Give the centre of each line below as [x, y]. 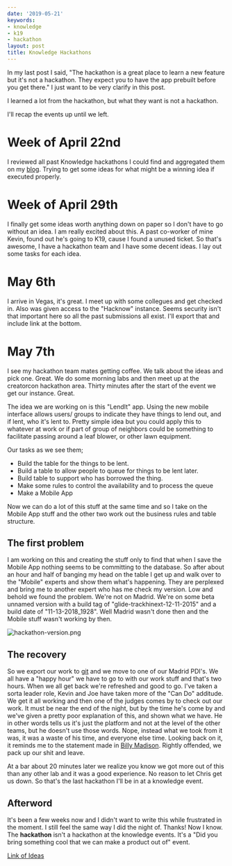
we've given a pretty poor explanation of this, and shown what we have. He [115, 716]
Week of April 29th [63, 205]
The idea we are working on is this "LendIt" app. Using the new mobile [108, 407]
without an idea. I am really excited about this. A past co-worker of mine [110, 231]
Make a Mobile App [45, 493]
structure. [21, 521]
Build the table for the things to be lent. [73, 463]
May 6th [32, 281]
